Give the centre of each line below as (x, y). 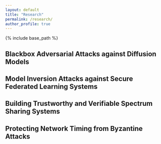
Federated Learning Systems (52, 87)
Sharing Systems (33, 112)
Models (17, 61)
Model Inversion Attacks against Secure (69, 79)
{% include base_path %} (32, 38)
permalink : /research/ (29, 19)
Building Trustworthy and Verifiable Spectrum (79, 104)
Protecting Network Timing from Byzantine (74, 128)
